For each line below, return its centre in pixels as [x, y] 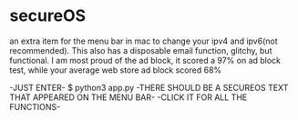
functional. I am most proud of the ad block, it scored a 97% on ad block [145, 60]
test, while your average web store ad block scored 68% [116, 70]
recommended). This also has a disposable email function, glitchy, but [141, 50]
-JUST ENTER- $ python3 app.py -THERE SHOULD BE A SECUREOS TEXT [149, 87]
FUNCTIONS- [35, 106]
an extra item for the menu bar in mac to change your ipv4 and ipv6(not [144, 41]
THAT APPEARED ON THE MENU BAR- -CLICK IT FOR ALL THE [128, 97]
